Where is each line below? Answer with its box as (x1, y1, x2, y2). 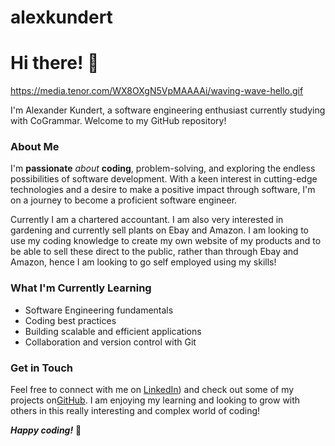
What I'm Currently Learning (10, 281, 152, 295)
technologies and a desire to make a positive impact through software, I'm (10, 184, 316, 196)
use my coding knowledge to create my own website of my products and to (10, 235, 322, 247)
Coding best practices (24, 314, 117, 326)
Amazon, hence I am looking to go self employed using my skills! (10, 256, 277, 268)
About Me (10, 140, 60, 154)
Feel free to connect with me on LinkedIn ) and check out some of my (10, 384, 295, 396)
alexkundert (10, 6, 113, 29)
